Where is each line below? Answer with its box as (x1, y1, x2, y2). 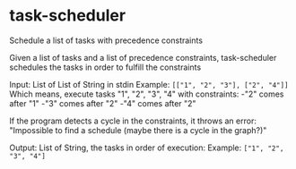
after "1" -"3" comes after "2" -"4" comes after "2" (9, 97, 196, 108)
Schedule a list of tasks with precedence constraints (9, 35, 204, 46)
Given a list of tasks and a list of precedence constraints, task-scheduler (9, 52, 277, 63)
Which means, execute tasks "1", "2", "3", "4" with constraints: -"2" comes (9, 89, 284, 99)
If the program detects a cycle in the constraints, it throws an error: (9, 115, 257, 126)
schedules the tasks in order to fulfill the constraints (9, 62, 202, 72)
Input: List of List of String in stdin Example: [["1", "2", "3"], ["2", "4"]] (9, 79, 289, 89)
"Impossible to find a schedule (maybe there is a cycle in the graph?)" (9, 124, 267, 135)
